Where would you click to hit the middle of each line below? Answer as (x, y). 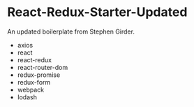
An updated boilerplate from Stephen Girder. (71, 31)
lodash (27, 97)
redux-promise (39, 75)
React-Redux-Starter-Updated (97, 12)
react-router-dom (43, 67)
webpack (30, 90)
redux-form (34, 82)
